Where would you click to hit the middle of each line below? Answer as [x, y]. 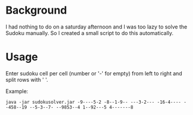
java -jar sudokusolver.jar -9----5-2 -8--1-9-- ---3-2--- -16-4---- [94, 102]
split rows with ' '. [27, 79]
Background [36, 10]
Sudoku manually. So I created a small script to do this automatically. [89, 33]
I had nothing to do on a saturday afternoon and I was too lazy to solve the [96, 27]
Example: [17, 91]
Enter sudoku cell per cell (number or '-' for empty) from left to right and [94, 73]
